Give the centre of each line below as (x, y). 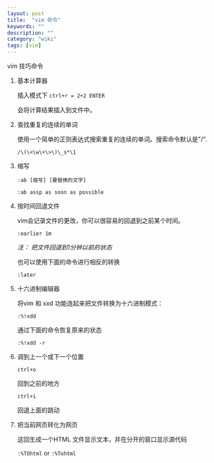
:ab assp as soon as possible (61, 192)
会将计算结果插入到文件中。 (56, 110)
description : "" (30, 33)
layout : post (26, 13)
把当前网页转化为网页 (47, 425)
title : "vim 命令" (34, 20)
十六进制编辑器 (38, 289)
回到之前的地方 (38, 383)
